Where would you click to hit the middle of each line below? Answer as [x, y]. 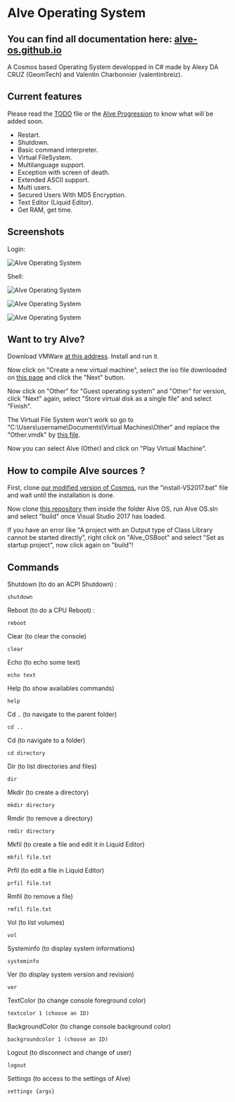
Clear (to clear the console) [47, 636]
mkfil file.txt [30, 858]
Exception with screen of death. [64, 172]
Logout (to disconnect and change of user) [70, 1053]
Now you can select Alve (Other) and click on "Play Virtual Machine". [107, 449]
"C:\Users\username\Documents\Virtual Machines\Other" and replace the [114, 428]
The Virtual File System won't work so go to [70, 420]
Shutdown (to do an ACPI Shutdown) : [62, 584]
